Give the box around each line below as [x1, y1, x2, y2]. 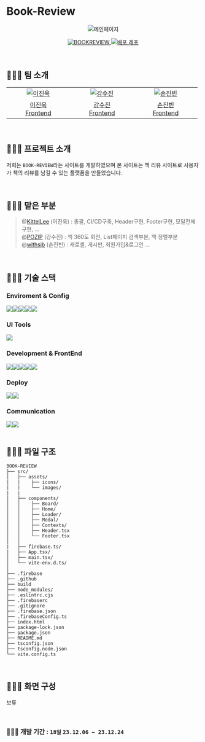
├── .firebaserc [6, 598, 48, 604]
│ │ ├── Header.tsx [6, 528, 70, 534]
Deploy [6, 378, 28, 386]
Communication [6, 407, 55, 415]
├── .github [6, 576, 37, 582]
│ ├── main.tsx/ [6, 555, 53, 561]
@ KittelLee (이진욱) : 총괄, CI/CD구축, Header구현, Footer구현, [21, 218, 175, 225]
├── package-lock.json [6, 625, 64, 631]
